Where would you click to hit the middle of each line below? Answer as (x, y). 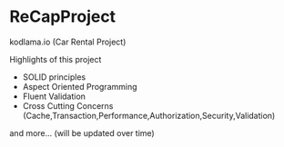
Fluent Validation (54, 96)
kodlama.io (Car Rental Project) (68, 42)
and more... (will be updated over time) (82, 132)
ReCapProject (63, 17)
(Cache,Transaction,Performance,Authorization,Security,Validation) (149, 115)
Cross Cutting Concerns (68, 105)
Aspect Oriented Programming (80, 86)
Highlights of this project (56, 59)
